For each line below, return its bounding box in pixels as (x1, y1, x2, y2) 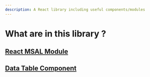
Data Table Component (5, 64, 77, 72)
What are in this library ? (5, 28, 107, 39)
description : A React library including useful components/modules (5, 7, 146, 12)
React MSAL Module (5, 47, 68, 56)
